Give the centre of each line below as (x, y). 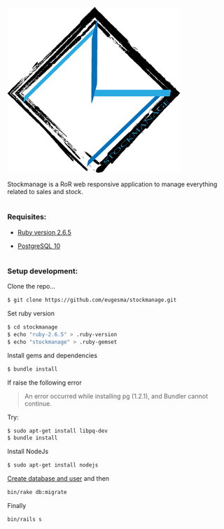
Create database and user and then (58, 479)
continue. (38, 404)
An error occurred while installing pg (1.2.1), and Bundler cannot (116, 396)
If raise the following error (44, 383)
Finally (17, 506)
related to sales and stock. (45, 192)
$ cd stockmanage (33, 327)
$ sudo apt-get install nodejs (53, 465)
